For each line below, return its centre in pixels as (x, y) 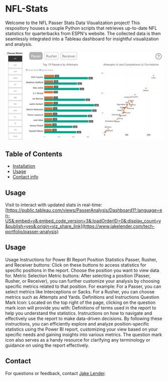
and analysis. (19, 44)
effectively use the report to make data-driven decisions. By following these (84, 319)
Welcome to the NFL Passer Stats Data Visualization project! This (73, 23)
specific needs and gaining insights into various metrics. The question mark (84, 334)
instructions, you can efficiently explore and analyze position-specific (77, 324)
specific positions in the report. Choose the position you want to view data (82, 270)
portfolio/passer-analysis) (32, 232)
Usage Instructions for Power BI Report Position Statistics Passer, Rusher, (81, 260)
